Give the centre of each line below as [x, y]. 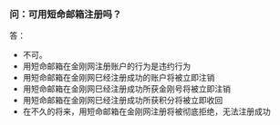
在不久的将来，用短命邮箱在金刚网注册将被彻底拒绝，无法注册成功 [146, 111]
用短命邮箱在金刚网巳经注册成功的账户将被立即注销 [119, 78]
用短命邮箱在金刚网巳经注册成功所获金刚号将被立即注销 [126, 89]
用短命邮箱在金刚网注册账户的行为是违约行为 [107, 66]
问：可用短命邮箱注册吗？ [66, 14]
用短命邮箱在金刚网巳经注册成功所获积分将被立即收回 [123, 101]
